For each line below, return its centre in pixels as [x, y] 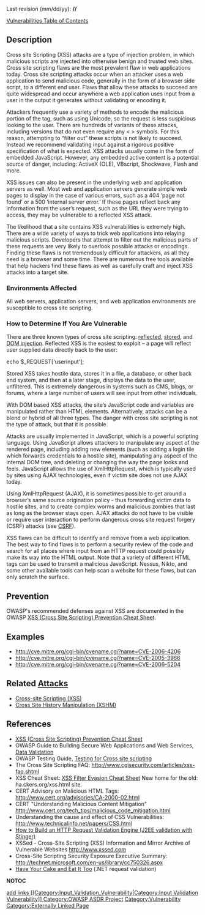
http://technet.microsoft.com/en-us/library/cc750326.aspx [89, 862]
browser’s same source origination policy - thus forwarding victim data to [99, 500]
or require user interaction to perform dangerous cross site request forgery [101, 520]
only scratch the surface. [38, 577]
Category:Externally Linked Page [48, 905]
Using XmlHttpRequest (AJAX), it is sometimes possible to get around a [96, 494]
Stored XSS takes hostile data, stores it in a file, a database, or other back [99, 374]
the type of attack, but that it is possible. [57, 424]
